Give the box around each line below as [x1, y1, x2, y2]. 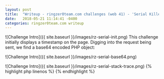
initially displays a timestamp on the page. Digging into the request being [5, 39, 151, 45]
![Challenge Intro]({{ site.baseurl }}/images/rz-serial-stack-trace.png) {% [5, 63, 152, 69]
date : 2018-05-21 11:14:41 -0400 [5, 16, 78, 21]
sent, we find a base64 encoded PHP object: [5, 44, 95, 50]
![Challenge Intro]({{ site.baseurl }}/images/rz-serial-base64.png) [5, 54, 137, 60]
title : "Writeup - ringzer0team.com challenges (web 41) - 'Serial [5, 12, 147, 17]
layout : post [5, 7, 32, 12]
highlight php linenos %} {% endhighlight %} [5, 69, 95, 75]
